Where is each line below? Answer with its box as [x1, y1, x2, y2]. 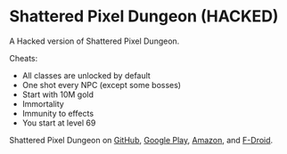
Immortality [21, 98, 64, 109]
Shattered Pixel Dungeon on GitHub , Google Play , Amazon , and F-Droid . [9, 134, 274, 145]
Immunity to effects [21, 108, 94, 118]
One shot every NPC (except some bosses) [21, 79, 181, 90]
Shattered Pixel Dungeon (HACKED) [9, 6, 279, 27]
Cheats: [9, 53, 38, 63]
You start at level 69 [21, 118, 96, 128]
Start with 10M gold [21, 89, 94, 100]
